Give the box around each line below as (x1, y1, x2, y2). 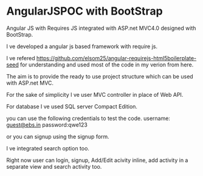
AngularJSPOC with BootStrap (6, 4, 163, 18)
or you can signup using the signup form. (6, 133, 109, 140)
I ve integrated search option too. (6, 144, 90, 152)
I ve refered (6, 54, 35, 62)
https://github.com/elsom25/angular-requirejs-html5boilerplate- (36, 54, 197, 62)
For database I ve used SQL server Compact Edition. (6, 102, 138, 110)
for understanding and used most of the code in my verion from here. (20, 61, 194, 68)
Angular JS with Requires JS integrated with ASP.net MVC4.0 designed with (6, 24, 196, 32)
